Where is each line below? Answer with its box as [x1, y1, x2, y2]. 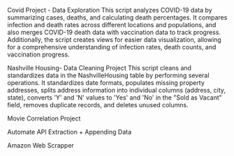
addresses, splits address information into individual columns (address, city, [7, 86, 226, 94]
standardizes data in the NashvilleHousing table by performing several [7, 71, 210, 79]
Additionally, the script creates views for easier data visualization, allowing [7, 36, 221, 44]
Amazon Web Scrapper [7, 141, 75, 149]
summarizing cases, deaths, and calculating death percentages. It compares [7, 13, 228, 22]
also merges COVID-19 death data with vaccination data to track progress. [7, 28, 221, 36]
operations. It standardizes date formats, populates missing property [7, 79, 205, 86]
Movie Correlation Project [7, 114, 81, 123]
